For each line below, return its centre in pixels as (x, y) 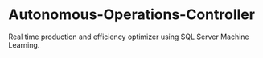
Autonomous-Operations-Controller (132, 15)
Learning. (24, 44)
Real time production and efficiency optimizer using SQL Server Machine (129, 37)
